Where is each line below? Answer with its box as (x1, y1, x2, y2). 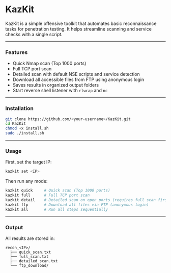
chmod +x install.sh (5, 126, 49, 131)
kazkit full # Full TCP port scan (5, 193, 90, 198)
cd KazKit (5, 121, 26, 126)
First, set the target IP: (5, 159, 52, 165)
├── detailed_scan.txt (10, 258, 58, 263)
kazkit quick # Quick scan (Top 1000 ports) (5, 188, 110, 193)
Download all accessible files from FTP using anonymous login (12, 76, 144, 83)
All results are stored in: (5, 235, 55, 241)
